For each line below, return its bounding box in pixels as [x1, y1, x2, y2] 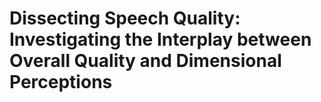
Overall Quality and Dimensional [9, 50, 282, 72]
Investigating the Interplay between [9, 28, 312, 51]
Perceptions [9, 71, 113, 94]
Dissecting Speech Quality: [9, 7, 241, 30]
